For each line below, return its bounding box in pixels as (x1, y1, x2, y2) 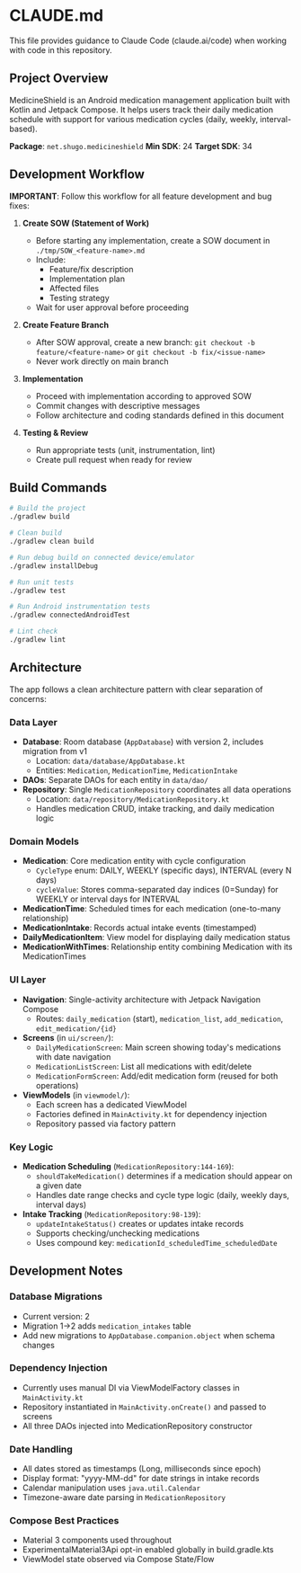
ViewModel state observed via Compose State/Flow (22, 1554, 215, 1565)
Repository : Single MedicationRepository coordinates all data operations (22, 784, 292, 795)
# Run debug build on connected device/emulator (9, 553, 195, 562)
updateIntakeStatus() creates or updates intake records (35, 1218, 244, 1229)
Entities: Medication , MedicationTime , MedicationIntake (35, 765, 238, 776)
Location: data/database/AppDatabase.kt (35, 755, 186, 766)
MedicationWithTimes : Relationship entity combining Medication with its (22, 941, 293, 953)
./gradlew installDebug (9, 561, 99, 571)
